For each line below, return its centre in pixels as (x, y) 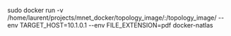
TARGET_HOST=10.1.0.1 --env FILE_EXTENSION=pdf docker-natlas (117, 25)
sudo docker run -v (35, 10)
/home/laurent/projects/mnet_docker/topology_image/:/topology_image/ (112, 18)
